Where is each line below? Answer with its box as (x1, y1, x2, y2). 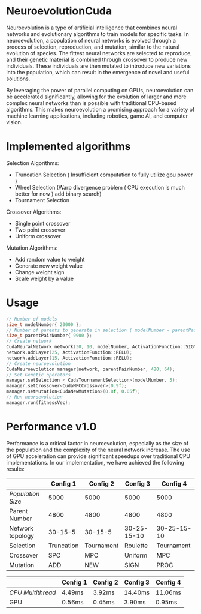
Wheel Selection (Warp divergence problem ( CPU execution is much (14, 184, 185, 191)
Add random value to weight (14, 256, 85, 263)
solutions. (6, 75, 31, 82)
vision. (6, 118, 23, 125)
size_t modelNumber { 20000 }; (6, 321, 82, 328)
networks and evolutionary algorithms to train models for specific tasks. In (6, 30, 190, 37)
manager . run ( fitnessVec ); (6, 399, 71, 406)
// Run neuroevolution (6, 394, 63, 400)
